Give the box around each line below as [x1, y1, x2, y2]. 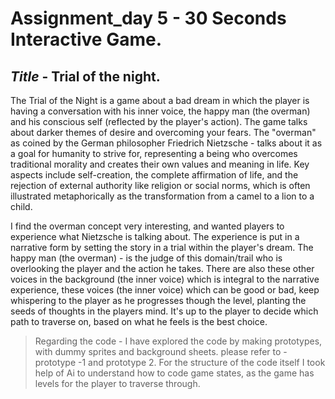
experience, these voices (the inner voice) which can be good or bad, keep [10, 284, 320, 296]
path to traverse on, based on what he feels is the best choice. [10, 316, 268, 327]
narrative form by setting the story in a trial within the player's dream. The [10, 242, 314, 253]
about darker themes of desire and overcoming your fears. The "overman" [10, 127, 317, 138]
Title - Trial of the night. [10, 68, 161, 85]
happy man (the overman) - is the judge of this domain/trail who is [10, 252, 283, 264]
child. [10, 201, 33, 212]
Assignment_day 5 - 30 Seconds [10, 7, 287, 30]
